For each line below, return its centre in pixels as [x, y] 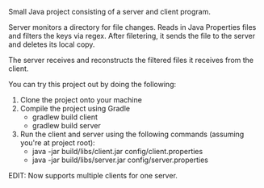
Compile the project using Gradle [75, 109]
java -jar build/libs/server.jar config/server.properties [120, 160]
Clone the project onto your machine [81, 100]
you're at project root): [57, 143]
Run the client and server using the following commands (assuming [132, 134]
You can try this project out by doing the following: [92, 84]
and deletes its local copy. [52, 44]
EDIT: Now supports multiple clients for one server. [93, 175]
